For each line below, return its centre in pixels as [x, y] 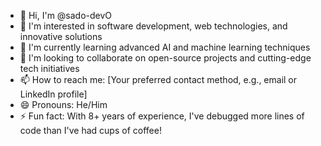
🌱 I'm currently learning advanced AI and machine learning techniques [165, 47]
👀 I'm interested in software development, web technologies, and [153, 26]
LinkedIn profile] [53, 94]
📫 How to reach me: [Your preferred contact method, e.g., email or [158, 79]
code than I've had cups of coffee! [90, 130]
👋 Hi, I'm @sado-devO [66, 15]
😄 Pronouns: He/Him [63, 104]
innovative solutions [61, 36]
